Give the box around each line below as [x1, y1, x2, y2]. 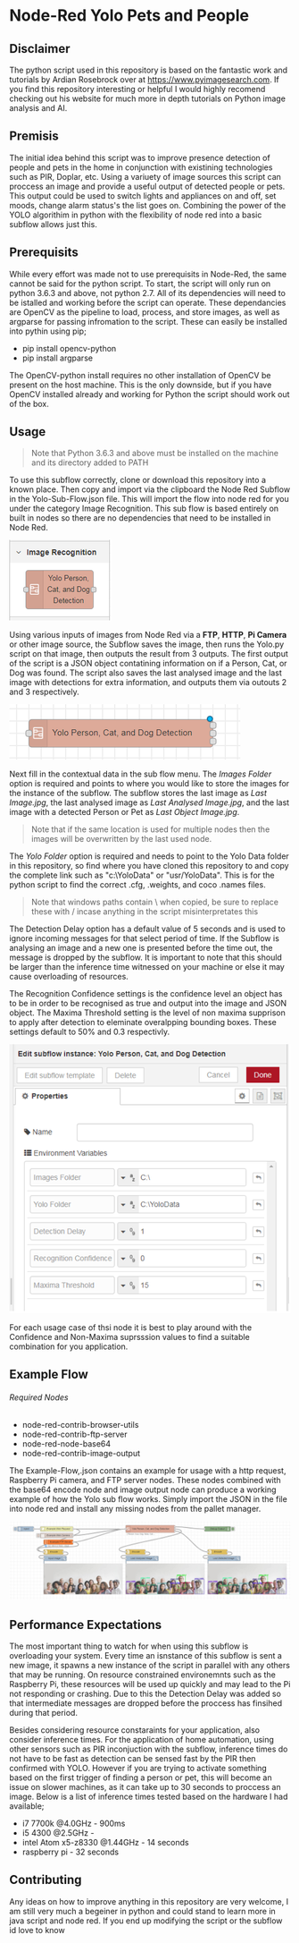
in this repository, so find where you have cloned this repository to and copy [9, 861, 289, 871]
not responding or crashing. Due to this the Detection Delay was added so [9, 1688, 281, 1700]
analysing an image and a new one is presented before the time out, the [9, 943, 273, 954]
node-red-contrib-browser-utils [21, 1420, 139, 1430]
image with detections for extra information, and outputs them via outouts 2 [9, 677, 287, 688]
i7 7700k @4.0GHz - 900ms [21, 1818, 126, 1829]
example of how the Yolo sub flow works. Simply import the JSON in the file [9, 1494, 287, 1505]
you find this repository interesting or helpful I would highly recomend [9, 84, 266, 94]
